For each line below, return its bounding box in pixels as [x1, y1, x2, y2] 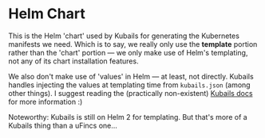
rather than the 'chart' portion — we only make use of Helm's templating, [8, 48, 248, 57]
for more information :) [8, 97, 83, 106]
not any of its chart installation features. [8, 56, 139, 66]
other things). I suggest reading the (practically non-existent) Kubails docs [8, 88, 253, 98]
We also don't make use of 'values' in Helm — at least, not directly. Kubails [8, 71, 254, 81]
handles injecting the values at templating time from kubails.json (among [8, 80, 251, 90]
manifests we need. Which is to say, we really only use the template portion [8, 39, 258, 48]
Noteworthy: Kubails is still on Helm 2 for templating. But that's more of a [8, 112, 247, 121]
